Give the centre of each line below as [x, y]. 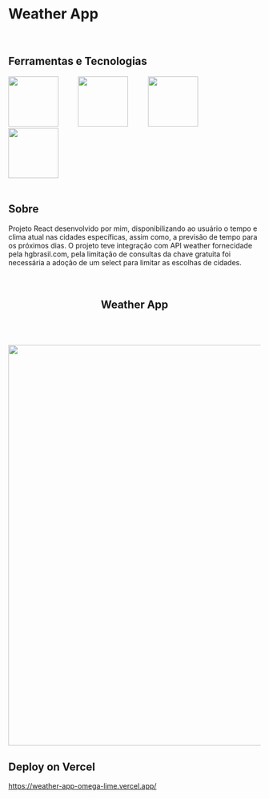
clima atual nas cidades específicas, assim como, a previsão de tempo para [133, 236]
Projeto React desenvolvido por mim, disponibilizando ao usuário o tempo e [133, 228]
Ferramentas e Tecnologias [78, 61]
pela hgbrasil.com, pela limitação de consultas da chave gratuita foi [119, 254]
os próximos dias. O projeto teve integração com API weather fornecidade [130, 245]
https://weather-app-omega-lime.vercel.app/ [82, 786]
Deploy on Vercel [52, 767]
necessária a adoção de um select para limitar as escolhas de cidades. [125, 262]
